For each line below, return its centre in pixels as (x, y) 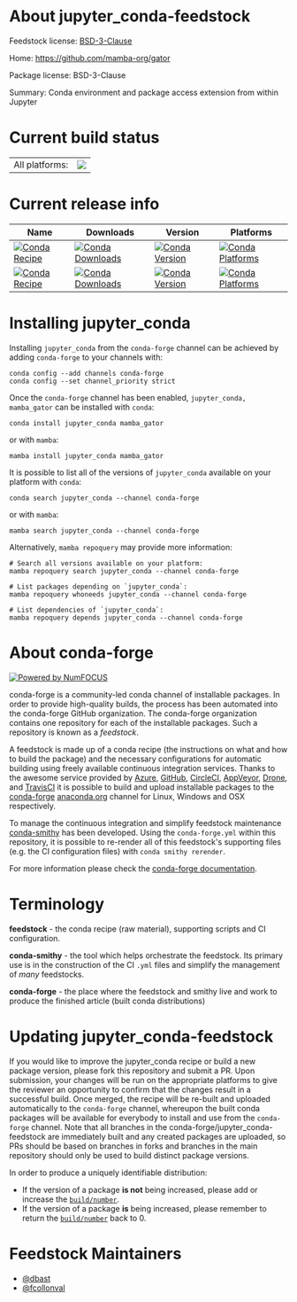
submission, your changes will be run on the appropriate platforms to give (144, 1080)
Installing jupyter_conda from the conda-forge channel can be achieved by (144, 347)
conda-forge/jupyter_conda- (221, 1127)
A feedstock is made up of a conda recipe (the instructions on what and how (148, 749)
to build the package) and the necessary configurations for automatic (136, 759)
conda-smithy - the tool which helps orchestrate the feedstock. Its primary (146, 955)
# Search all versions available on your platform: (106, 563)
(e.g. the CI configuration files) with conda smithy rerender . (117, 851)
